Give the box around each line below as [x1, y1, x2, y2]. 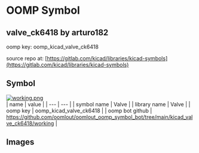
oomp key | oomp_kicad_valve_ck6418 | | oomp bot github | [6, 107, 152, 114]
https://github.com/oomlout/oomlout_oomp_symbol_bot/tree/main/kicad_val [6, 113, 193, 120]
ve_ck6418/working [6, 120, 54, 127]
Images [6, 137, 35, 147]
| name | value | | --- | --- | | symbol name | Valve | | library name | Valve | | [6, 100, 191, 108]
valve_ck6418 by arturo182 [6, 27, 109, 38]
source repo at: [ [6, 55, 47, 62]
